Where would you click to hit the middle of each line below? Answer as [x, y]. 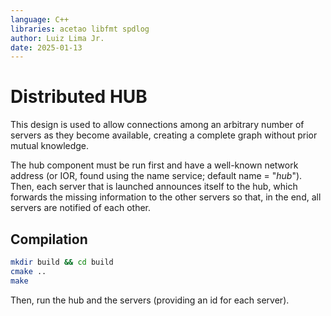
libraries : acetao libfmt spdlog [80, 29]
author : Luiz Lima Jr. [57, 38]
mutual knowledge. [50, 146]
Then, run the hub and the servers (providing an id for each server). [150, 300]
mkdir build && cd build [62, 262]
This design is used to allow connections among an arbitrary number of [157, 125]
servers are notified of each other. [81, 208]
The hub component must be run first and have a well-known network [154, 165]
